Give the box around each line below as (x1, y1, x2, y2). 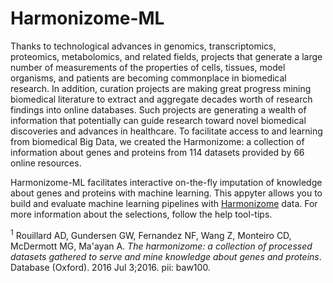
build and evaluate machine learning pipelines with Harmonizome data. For (10, 197, 318, 209)
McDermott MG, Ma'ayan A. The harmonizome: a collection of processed (10, 240, 313, 252)
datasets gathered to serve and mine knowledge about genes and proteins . (10, 250, 322, 262)
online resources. (10, 157, 82, 169)
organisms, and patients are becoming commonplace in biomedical (10, 72, 287, 84)
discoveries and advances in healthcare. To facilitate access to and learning (10, 125, 323, 137)
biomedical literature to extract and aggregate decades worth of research (10, 93, 313, 105)
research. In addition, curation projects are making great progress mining (10, 82, 312, 94)
